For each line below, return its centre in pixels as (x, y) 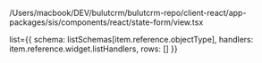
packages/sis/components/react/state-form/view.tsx (106, 22)
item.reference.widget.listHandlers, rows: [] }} (93, 49)
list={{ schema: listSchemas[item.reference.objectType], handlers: (131, 39)
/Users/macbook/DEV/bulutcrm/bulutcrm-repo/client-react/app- (128, 13)
